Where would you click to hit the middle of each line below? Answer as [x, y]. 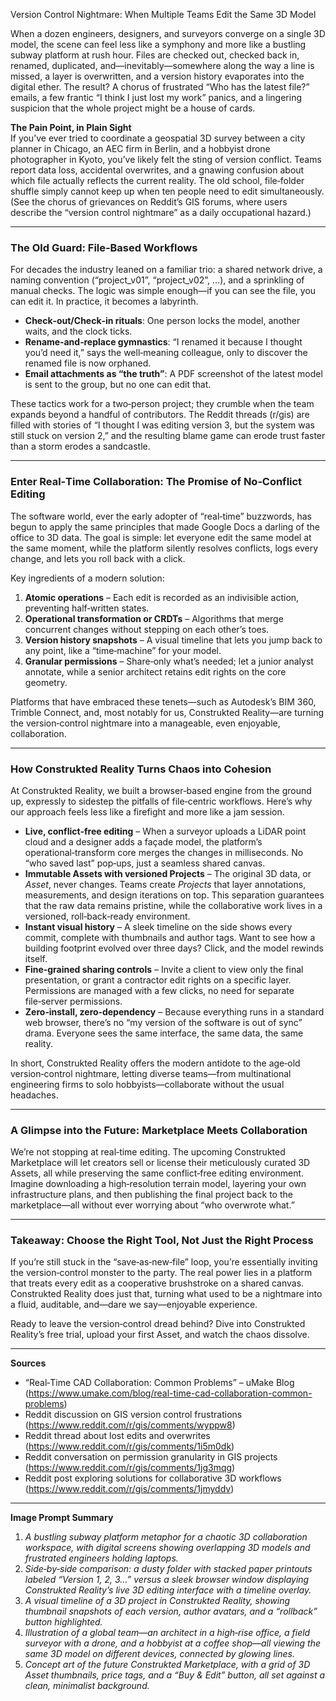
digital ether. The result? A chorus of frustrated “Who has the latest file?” [160, 87]
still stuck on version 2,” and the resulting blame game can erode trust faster [168, 436]
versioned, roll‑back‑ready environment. [107, 916]
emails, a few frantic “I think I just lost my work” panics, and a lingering [156, 97]
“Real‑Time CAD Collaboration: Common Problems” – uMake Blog [159, 1383]
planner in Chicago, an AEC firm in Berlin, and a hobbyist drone [140, 148]
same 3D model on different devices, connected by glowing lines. [159, 1654]
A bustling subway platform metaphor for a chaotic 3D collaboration [166, 1537]
